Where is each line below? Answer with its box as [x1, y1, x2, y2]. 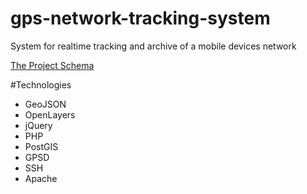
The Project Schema [10, 59, 95, 71]
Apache [24, 172, 58, 184]
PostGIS [24, 140, 59, 152]
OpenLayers [24, 108, 76, 121]
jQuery [24, 119, 53, 131]
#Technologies [10, 78, 72, 91]
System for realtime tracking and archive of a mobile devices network [10, 40, 297, 52]
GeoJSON [24, 98, 67, 110]
